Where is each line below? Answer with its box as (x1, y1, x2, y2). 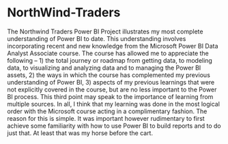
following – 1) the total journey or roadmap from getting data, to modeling (7, 56, 213, 64)
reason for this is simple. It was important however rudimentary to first (7, 114, 205, 122)
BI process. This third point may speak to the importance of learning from (7, 92, 214, 100)
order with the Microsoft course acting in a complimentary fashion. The (7, 107, 208, 115)
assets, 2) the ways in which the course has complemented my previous (7, 70, 210, 79)
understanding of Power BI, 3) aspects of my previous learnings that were (7, 78, 215, 86)
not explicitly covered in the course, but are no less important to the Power (7, 85, 217, 93)
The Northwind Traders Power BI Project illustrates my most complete (7, 27, 203, 35)
